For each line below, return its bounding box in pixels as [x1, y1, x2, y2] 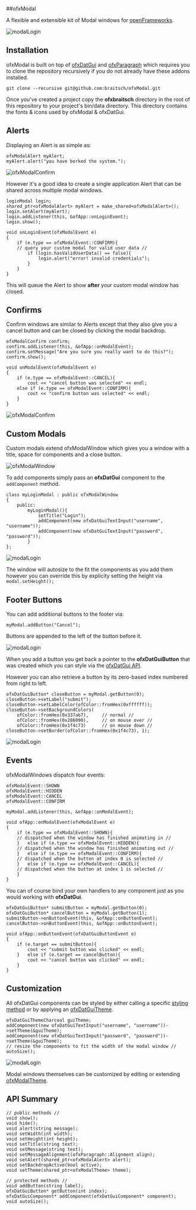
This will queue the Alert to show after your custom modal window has [6, 281, 179, 288]
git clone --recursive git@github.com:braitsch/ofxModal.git [6, 85, 161, 91]
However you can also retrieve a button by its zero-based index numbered [6, 673, 188, 681]
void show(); [6, 1115, 39, 1121]
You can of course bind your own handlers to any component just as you [6, 887, 184, 894]
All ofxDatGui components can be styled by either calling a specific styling [6, 999, 188, 1006]
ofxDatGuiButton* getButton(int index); [6, 1188, 108, 1194]
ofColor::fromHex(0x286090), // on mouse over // [17, 718, 153, 723]
